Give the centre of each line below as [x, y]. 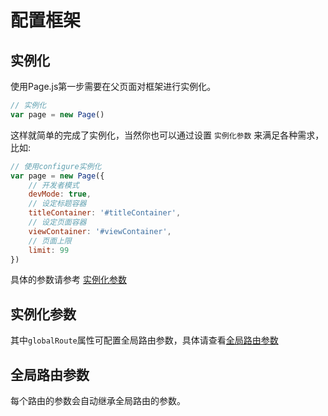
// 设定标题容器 [57, 204]
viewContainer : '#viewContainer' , [100, 231]
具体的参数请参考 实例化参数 [68, 280]
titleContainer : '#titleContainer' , [105, 213]
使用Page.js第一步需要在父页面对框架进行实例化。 [113, 86]
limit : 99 [49, 250]
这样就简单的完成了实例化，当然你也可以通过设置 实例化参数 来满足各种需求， [167, 135]
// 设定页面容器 [57, 222]
